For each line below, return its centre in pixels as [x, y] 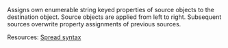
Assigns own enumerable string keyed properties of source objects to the [111, 10]
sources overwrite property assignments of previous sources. [94, 24]
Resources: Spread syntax [44, 37]
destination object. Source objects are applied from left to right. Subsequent [114, 17]
